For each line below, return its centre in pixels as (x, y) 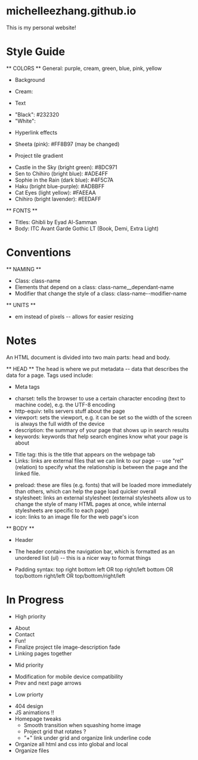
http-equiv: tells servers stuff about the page (70, 411)
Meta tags (27, 387)
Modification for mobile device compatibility (69, 676)
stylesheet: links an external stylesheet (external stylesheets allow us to (103, 498)
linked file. (27, 473)
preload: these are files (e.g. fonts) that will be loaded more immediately (103, 485)
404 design (29, 706)
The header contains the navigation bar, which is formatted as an (95, 551)
